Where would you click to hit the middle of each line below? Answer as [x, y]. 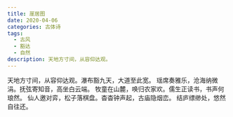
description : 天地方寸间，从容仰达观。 [59, 60]
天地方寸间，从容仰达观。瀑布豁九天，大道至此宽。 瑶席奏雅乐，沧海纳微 [113, 80]
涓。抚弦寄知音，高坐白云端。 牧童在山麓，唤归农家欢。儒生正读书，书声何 [116, 89]
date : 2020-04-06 [33, 20]
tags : [15, 33]
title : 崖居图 [26, 14]
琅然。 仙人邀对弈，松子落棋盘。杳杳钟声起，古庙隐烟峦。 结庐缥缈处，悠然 [116, 97]
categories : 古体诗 [34, 27]
